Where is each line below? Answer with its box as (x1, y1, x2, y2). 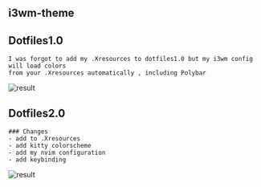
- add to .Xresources (8, 135, 81, 143)
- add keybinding (8, 156, 67, 164)
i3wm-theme (8, 6, 75, 20)
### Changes (8, 128, 48, 136)
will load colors (8, 62, 67, 71)
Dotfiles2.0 (8, 106, 66, 120)
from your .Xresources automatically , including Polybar (8, 69, 206, 77)
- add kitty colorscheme (8, 142, 92, 150)
